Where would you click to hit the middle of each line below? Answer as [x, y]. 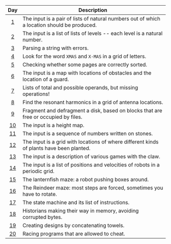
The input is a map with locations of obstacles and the [87, 73]
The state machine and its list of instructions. [76, 202]
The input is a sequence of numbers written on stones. [88, 133]
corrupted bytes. [42, 217]
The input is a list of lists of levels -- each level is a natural [93, 33]
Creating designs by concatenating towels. [74, 225]
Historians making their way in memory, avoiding [81, 211]
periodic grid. [39, 171]
